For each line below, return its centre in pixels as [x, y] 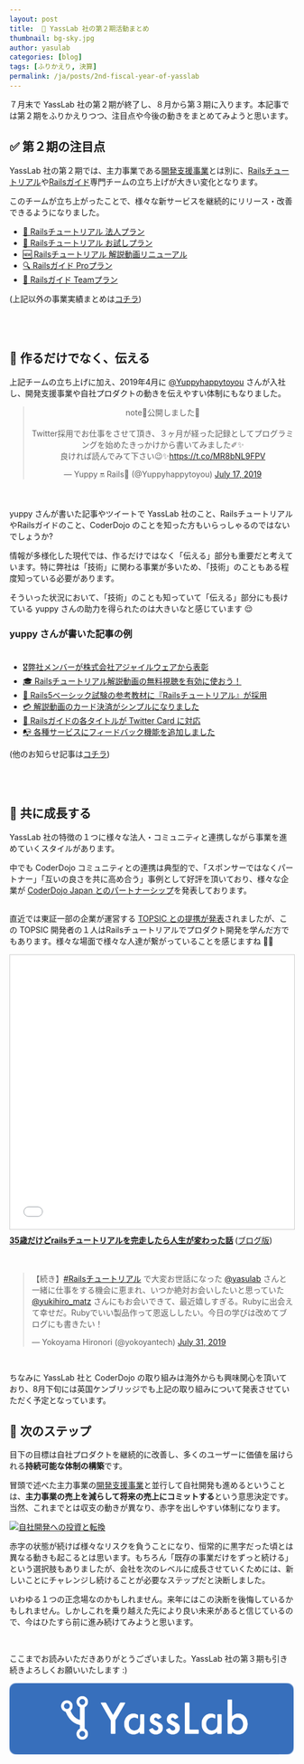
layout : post [34, 19]
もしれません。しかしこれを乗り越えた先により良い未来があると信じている [147, 1611]
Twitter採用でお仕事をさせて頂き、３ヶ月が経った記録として [143, 433]
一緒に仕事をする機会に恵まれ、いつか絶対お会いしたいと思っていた [158, 1290]
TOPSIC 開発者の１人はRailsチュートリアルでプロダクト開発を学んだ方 [150, 929]
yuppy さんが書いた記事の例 [71, 634]
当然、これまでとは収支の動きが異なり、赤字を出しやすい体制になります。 [147, 1508]
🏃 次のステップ [51, 1431]
